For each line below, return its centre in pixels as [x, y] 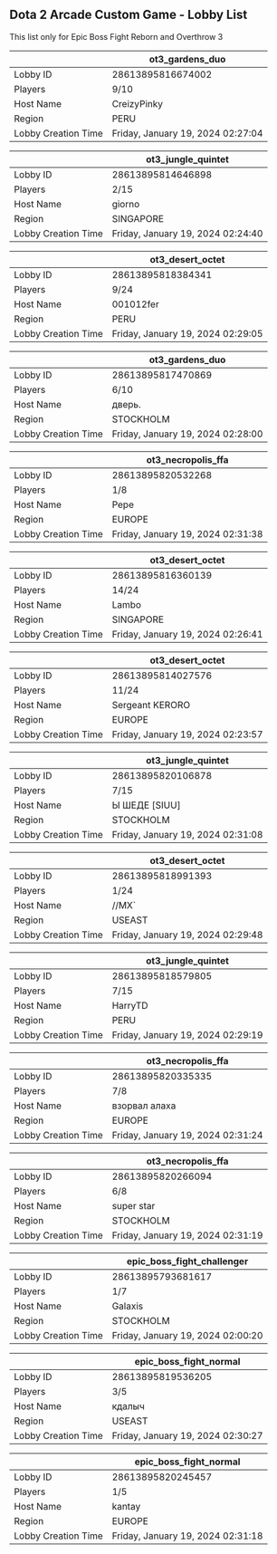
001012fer [136, 304]
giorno [126, 204]
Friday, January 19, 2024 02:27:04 [187, 133]
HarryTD [130, 1005]
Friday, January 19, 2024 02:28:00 [187, 434]
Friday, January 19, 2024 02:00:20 [187, 1335]
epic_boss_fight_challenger [187, 1261]
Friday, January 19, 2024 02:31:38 [187, 533]
